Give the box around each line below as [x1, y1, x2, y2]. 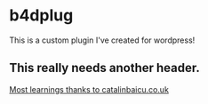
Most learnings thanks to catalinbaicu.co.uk [9, 84, 169, 94]
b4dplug [9, 5, 74, 26]
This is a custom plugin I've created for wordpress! [9, 35, 196, 45]
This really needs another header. [9, 60, 200, 76]
